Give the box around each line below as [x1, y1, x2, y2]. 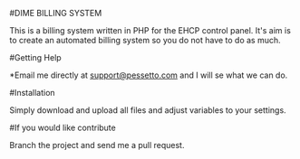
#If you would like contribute [9, 122, 116, 133]
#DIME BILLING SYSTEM [9, 8, 102, 18]
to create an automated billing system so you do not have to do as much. [9, 35, 281, 45]
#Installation [9, 88, 56, 98]
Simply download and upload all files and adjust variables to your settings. [9, 105, 287, 116]
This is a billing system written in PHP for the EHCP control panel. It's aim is [9, 25, 292, 35]
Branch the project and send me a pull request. [9, 140, 185, 150]
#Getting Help [9, 52, 62, 62]
